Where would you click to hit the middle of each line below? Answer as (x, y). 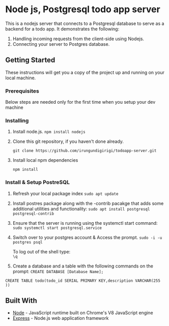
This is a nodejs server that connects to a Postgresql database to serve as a (85, 23)
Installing (17, 121)
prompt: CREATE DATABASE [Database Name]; (58, 271)
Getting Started (30, 60)
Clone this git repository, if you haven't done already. (68, 141)
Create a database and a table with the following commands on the (83, 266)
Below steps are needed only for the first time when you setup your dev (80, 102)
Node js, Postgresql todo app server (83, 9)
